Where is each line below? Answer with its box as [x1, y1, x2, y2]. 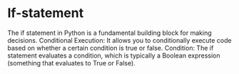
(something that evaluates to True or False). [7, 58, 136, 67]
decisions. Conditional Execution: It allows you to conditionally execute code [7, 36, 232, 44]
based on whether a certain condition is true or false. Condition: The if [7, 43, 214, 52]
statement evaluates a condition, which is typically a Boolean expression [7, 51, 220, 60]
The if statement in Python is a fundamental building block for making [7, 28, 212, 37]
